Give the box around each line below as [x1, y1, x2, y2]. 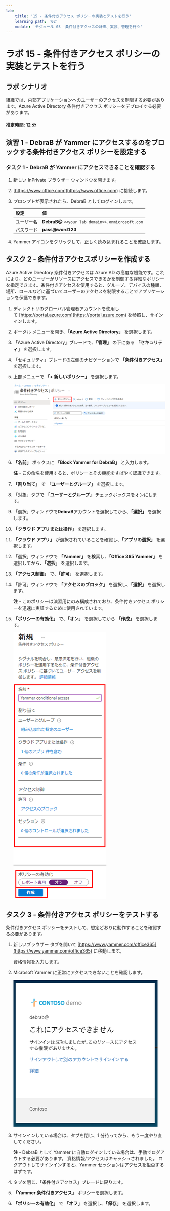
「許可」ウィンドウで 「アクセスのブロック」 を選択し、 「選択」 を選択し [13, 582, 165, 588]
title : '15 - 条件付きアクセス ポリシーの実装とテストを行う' [15, 13, 132, 19]
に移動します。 [93, 948, 124, 954]
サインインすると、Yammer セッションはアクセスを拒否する [39, 1162, 164, 1168]
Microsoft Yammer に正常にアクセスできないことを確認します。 [13, 969, 146, 976]
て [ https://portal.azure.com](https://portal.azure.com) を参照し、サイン [13, 312, 163, 318]
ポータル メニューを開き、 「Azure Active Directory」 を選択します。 [13, 329, 155, 335]
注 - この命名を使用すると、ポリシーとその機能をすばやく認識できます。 [13, 470, 163, 477]
